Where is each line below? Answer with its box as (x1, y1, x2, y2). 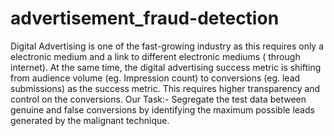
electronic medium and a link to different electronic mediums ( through (10, 50, 301, 62)
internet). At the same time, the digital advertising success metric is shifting (10, 61, 322, 73)
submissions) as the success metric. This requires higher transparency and (10, 82, 321, 94)
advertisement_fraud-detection (10, 7, 280, 30)
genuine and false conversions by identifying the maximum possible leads (10, 103, 315, 116)
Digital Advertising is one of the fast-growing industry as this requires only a (10, 40, 325, 52)
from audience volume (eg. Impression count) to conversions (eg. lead (10, 72, 301, 84)
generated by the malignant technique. (10, 114, 170, 126)
